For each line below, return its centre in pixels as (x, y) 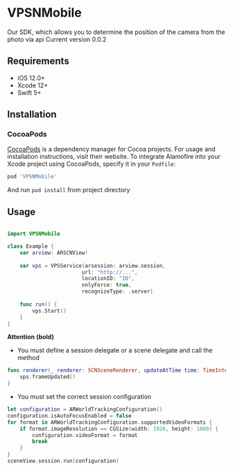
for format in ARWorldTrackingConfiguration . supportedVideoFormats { (110, 422)
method (28, 358)
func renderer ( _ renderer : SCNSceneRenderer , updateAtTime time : (104, 370)
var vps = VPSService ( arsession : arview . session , (93, 266)
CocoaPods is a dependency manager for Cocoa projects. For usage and (112, 149)
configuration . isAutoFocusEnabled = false (69, 416)
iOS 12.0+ (31, 78)
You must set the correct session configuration (84, 396)
